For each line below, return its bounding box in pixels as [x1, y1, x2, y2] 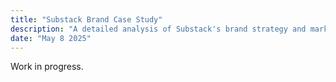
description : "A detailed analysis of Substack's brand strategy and [10, 24, 307, 34]
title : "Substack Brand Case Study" [10, 14, 163, 25]
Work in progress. [10, 61, 84, 73]
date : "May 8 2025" [10, 33, 92, 43]
